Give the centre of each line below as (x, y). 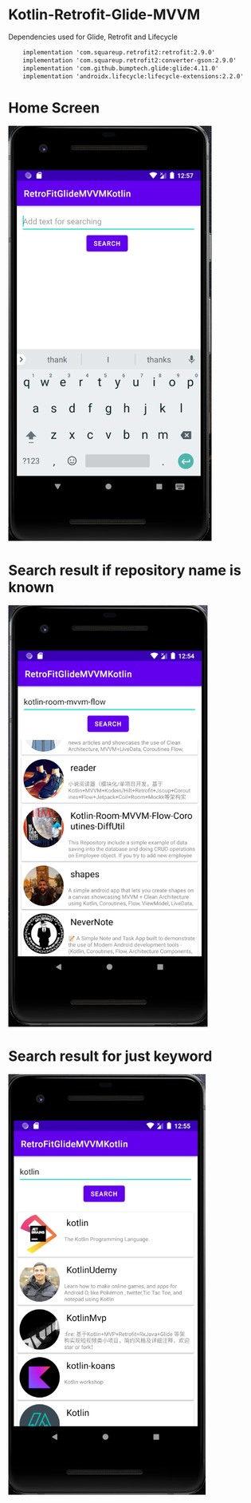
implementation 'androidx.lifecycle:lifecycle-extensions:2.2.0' (133, 76)
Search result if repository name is (125, 570)
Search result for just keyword (110, 1056)
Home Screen (54, 108)
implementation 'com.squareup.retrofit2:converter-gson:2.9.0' (130, 60)
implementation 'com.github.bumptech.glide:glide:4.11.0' (121, 68)
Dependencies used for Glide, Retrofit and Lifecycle (93, 37)
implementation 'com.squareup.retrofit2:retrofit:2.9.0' (119, 52)
